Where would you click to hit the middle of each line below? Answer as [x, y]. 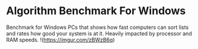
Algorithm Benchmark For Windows [96, 11]
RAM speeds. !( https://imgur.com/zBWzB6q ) [60, 40]
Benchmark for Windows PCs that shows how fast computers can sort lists [98, 27]
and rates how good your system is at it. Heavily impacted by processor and [99, 33]
